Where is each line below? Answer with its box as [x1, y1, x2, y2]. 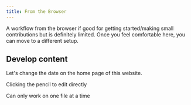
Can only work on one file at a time [6, 92, 90, 100]
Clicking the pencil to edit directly [6, 81, 87, 88]
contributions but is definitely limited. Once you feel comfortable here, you [6, 31, 186, 38]
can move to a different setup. [6, 37, 79, 44]
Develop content [6, 54, 68, 65]
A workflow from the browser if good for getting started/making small [6, 25, 174, 32]
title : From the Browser [6, 8, 67, 15]
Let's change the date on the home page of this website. [6, 70, 142, 77]
